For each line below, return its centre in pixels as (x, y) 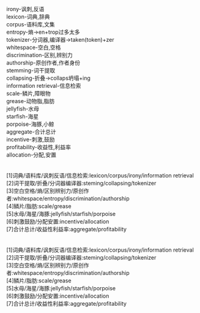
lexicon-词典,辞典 (28, 17)
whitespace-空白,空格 (34, 47)
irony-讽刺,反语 (25, 9)
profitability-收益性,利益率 (39, 147)
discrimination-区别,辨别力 (40, 55)
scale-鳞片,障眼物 (28, 93)
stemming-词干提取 (31, 70)
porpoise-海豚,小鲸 (30, 124)
